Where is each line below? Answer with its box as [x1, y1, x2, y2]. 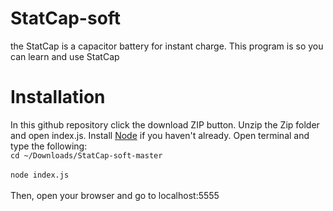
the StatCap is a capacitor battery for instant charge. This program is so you [10, 40, 324, 52]
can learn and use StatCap [10, 50, 120, 62]
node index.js [10, 170, 70, 180]
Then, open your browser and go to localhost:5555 [10, 189, 220, 201]
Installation [10, 86, 106, 109]
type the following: [10, 140, 88, 152]
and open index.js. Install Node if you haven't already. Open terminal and [10, 129, 310, 141]
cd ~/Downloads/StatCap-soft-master [10, 150, 163, 161]
